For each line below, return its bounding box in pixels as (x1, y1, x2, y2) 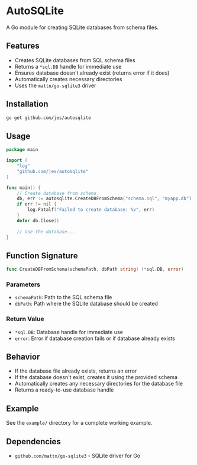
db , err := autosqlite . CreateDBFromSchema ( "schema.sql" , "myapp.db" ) (17, 195, 192, 202)
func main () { (6, 185, 41, 191)
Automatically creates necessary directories (14, 75, 122, 82)
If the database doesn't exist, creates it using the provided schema (14, 374, 177, 381)
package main (6, 147, 38, 153)
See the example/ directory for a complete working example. (6, 419, 153, 426)
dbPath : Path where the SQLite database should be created (14, 300, 159, 307)
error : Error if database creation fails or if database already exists (14, 335, 176, 342)
